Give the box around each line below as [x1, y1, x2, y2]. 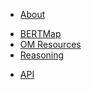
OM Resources [19, 39, 82, 50]
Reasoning [19, 49, 65, 61]
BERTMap [19, 28, 62, 39]
